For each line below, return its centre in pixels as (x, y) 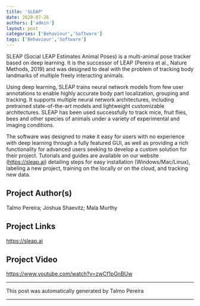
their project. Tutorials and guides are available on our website (83, 155)
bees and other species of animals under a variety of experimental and (93, 119)
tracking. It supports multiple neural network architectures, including (90, 100)
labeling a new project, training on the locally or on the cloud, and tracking (97, 168)
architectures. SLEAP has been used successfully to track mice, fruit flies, (97, 112)
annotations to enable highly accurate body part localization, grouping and (98, 93)
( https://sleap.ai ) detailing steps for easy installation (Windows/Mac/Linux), (98, 162)
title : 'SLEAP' (25, 12)
